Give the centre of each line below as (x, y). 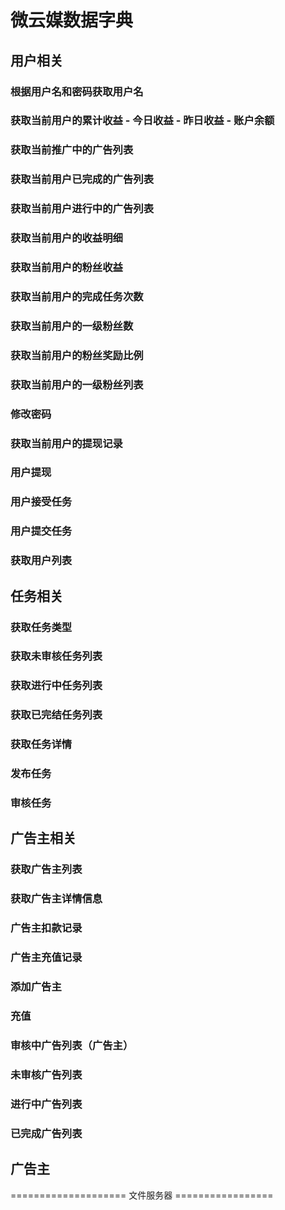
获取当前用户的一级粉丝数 (72, 326)
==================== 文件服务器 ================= (142, 1195)
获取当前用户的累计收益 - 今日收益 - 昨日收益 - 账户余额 (142, 121)
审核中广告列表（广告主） (72, 1045)
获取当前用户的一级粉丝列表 (77, 384)
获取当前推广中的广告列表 (72, 150)
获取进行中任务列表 (56, 686)
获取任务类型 (41, 627)
